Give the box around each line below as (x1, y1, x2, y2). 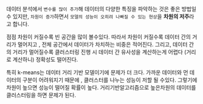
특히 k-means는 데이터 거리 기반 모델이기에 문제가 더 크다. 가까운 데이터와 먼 (6, 69, 188, 76)
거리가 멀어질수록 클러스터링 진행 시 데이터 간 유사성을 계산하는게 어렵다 (12, 48, 184, 56)
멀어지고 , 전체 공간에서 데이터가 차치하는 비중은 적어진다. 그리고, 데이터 (17, 41, 188, 48)
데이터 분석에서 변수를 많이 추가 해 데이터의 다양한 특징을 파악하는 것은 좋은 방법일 (6, 5, 196, 12)
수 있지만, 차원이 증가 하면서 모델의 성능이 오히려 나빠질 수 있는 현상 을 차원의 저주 (6, 13, 190, 20)
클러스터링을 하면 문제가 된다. (6, 91, 77, 99)
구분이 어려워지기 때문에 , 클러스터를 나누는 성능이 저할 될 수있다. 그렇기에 (22, 76, 198, 83)
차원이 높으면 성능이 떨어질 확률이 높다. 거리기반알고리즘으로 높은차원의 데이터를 (6, 84, 196, 91)
